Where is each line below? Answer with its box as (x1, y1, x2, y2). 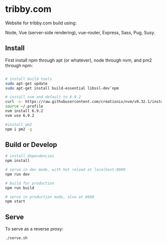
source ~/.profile (5, 104, 43, 109)
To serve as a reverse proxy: (5, 226, 64, 232)
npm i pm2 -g (5, 127, 32, 132)
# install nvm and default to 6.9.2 (5, 94, 81, 100)
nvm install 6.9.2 (5, 108, 43, 113)
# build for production (5, 180, 55, 186)
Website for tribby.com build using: (5, 20, 77, 26)
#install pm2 (5, 122, 32, 127)
